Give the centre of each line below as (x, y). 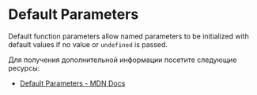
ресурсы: (24, 68)
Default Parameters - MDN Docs (72, 83)
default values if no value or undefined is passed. (88, 44)
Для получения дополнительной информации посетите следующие (123, 60)
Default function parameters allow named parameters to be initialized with (128, 36)
